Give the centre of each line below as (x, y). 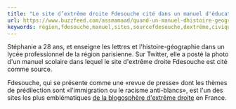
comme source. (30, 69)
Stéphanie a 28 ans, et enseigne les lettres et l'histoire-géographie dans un (116, 47)
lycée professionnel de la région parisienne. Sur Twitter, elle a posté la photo (118, 54)
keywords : (22, 27)
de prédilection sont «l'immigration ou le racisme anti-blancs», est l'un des (115, 90)
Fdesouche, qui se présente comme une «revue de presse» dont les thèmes (117, 83)
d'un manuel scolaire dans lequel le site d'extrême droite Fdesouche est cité (118, 62)
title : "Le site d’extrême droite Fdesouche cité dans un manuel (105, 14)
